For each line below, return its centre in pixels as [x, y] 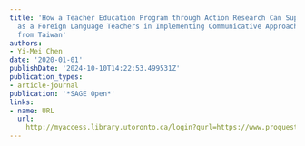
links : [22, 102]
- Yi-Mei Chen [36, 52]
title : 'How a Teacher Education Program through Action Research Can [146, 18]
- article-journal [44, 85]
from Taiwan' [42, 34]
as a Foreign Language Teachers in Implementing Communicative [139, 26]
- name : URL [32, 111]
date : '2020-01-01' [46, 60]
